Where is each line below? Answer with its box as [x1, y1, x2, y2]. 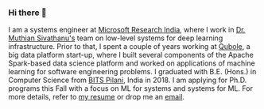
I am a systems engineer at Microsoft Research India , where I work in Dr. [8, 25, 246, 35]
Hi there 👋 [8, 7, 48, 18]
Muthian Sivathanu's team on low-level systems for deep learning [8, 33, 223, 43]
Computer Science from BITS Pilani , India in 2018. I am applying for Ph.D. [8, 75, 247, 85]
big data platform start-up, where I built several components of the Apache [8, 51, 254, 60]
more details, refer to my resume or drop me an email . [8, 92, 185, 102]
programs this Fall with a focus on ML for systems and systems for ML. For [8, 84, 253, 93]
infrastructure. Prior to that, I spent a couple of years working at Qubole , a [8, 42, 250, 51]
